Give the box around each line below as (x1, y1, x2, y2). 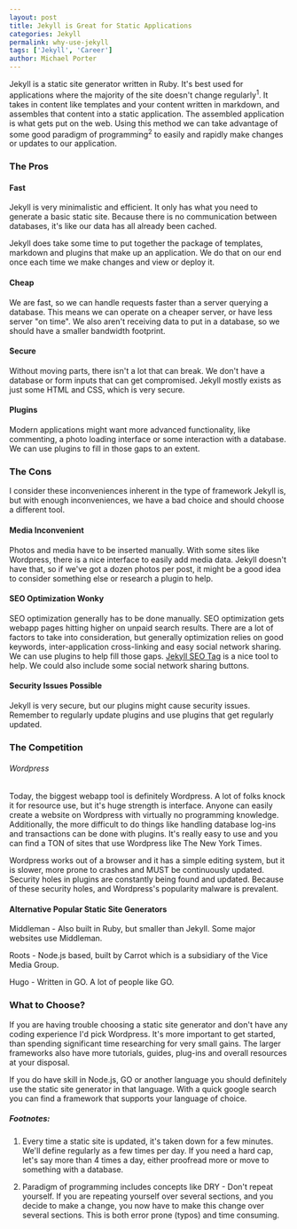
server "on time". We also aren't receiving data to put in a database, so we (9, 316, 281, 327)
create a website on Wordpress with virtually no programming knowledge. (9, 810, 279, 821)
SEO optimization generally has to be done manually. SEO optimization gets (9, 613, 285, 623)
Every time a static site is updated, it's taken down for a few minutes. (21, 1136, 274, 1146)
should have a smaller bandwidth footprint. (9, 325, 166, 336)
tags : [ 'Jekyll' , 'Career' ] (9, 46, 113, 55)
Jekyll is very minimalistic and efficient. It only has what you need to (9, 202, 259, 213)
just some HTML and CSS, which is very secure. (9, 384, 185, 395)
